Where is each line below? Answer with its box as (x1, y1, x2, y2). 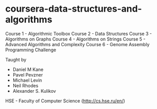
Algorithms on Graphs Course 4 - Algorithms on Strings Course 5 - (5, 36, 146, 42)
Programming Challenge (5, 47, 57, 53)
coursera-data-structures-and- (5, 3, 142, 15)
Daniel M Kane (12, 66, 44, 72)
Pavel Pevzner (12, 71, 43, 78)
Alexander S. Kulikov (12, 88, 56, 94)
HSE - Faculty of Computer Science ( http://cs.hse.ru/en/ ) (5, 97, 125, 104)
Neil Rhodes (12, 82, 39, 89)
